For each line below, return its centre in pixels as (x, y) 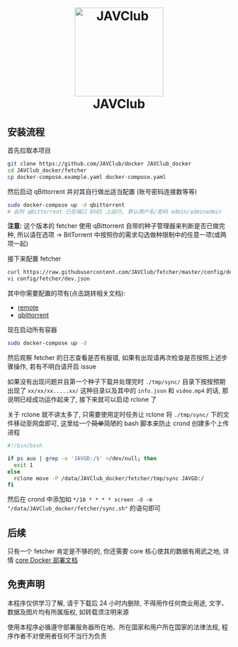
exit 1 (23, 465)
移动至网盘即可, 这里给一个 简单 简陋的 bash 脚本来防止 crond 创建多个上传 (121, 423)
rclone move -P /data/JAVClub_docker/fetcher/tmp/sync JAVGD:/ (109, 478)
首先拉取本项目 (29, 150)
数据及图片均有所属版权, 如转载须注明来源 (68, 611)
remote (28, 308)
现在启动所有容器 (32, 330)
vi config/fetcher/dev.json (49, 279)
